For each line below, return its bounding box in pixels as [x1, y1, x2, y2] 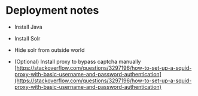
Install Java [14, 23, 42, 30]
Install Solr [14, 35, 41, 42]
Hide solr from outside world [14, 46, 85, 54]
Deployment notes [5, 4, 99, 17]
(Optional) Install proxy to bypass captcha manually [14, 58, 141, 65]
